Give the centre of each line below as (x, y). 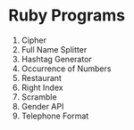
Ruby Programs (67, 16)
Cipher (33, 40)
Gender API (42, 106)
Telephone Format (55, 116)
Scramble (39, 97)
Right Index (42, 87)
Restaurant (41, 77)
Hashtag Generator (57, 59)
